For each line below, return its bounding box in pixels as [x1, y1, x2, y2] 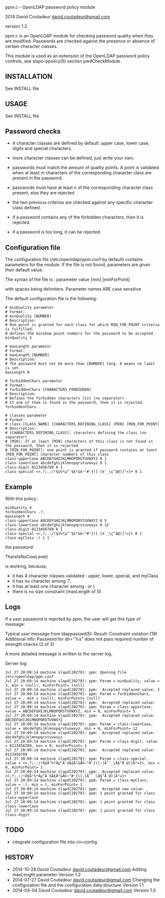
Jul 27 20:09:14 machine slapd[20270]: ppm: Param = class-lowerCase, [5, 721, 153, 727]
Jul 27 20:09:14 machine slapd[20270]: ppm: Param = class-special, [5, 756, 149, 761]
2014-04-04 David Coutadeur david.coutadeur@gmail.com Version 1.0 [12, 887, 156, 893]
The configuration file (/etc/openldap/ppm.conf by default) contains [5, 257, 143, 262]
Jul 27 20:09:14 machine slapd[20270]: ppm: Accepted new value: [5, 786, 144, 791]
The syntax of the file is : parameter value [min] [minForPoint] [5, 276, 130, 283]
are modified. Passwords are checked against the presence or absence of [5, 38, 155, 44]
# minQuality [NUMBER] [5, 314, 52, 319]
